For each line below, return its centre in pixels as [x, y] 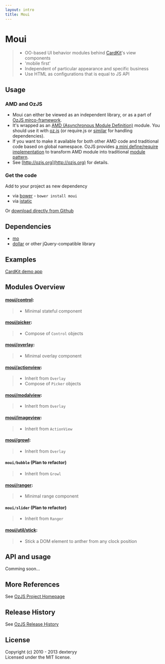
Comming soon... [23, 569]
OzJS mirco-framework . [37, 120]
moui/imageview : [24, 418]
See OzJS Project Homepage [35, 597]
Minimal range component [51, 496]
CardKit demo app [24, 272]
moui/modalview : [24, 395]
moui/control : [20, 300]
